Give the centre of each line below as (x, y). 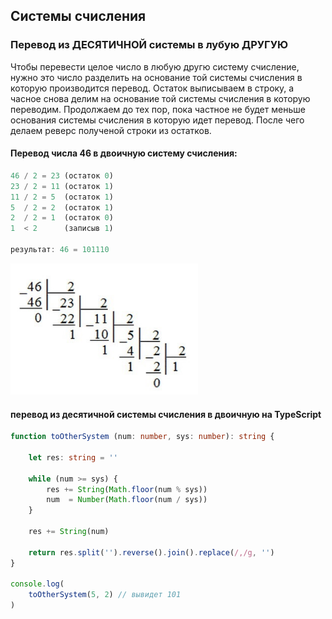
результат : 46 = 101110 (60, 250)
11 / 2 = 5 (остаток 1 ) (62, 197)
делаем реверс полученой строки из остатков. (111, 130)
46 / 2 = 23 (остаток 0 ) (62, 175)
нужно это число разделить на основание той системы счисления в (156, 77)
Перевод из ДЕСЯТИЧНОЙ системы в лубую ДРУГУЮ (149, 45)
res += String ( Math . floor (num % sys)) (127, 489)
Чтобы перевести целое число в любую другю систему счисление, (155, 66)
